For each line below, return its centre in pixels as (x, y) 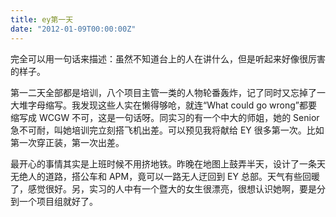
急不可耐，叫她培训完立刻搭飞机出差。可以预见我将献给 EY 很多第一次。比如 (167, 130)
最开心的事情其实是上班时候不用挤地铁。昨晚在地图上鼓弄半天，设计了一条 (163, 163)
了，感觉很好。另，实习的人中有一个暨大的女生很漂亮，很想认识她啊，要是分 (168, 188)
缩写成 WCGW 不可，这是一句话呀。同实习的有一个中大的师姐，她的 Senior (165, 117)
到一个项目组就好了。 (54, 201)
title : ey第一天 (42, 19)
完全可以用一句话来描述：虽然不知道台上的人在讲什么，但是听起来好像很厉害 (168, 58)
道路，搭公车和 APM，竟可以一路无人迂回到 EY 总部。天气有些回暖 (182, 176)
